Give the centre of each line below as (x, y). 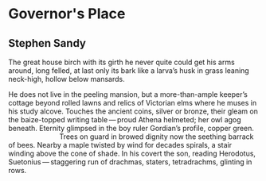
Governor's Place (67, 14)
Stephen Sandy (47, 43)
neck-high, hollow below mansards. (66, 79)
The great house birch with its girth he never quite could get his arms (121, 62)
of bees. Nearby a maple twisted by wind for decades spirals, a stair (120, 145)
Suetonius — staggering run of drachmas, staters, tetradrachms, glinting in (130, 162)
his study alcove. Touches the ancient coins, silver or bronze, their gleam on (133, 111)
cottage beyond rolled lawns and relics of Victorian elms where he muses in (133, 103)
